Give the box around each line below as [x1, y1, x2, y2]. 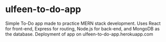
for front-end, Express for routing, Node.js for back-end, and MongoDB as [5, 25, 160, 31]
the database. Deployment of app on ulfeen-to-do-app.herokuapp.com [5, 31, 153, 37]
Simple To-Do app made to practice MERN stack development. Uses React [5, 20, 161, 26]
